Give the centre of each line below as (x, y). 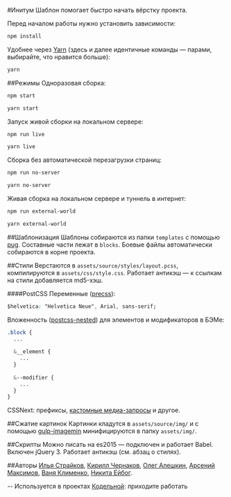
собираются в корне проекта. (51, 252)
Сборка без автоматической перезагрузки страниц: (84, 160)
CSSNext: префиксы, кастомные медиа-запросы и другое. (94, 410)
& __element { (32, 352)
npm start (22, 96)
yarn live (22, 147)
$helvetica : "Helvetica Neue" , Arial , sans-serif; (82, 306)
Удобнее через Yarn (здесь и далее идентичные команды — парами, (110, 49)
